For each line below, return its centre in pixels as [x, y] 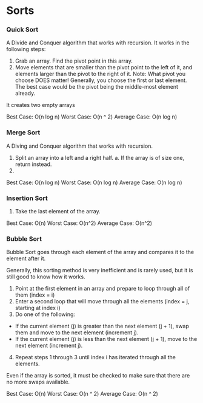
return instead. [33, 164]
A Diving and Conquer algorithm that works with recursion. [80, 146]
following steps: [26, 49]
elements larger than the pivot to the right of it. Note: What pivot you [100, 74]
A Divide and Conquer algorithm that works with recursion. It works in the [98, 43]
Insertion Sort [27, 198]
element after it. [26, 258]
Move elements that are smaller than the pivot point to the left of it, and [104, 67]
